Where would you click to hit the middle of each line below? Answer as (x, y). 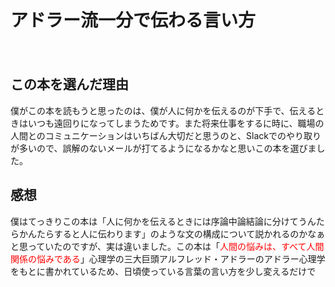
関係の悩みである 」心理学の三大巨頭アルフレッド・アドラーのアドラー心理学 (168, 258)
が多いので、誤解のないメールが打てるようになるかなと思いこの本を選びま (163, 148)
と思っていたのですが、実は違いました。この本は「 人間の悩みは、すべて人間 (167, 246)
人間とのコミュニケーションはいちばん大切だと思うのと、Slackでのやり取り (166, 135)
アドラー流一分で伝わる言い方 (133, 20)
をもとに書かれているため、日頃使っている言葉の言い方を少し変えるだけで (163, 271)
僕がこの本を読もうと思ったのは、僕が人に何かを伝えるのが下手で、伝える (163, 110)
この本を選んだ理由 (69, 84)
